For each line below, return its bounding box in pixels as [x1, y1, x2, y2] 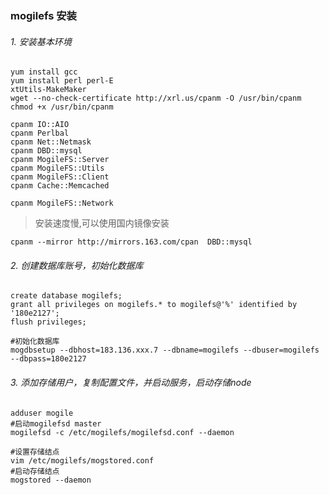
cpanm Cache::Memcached [10, 181, 110, 191]
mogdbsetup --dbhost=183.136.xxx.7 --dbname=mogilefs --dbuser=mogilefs [10, 345, 320, 356]
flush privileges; [10, 317, 87, 327]
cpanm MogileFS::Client [10, 172, 110, 182]
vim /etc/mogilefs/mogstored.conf [10, 455, 155, 466]
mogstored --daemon [10, 475, 92, 485]
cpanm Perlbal [10, 128, 70, 139]
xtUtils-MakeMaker [10, 85, 87, 95]
